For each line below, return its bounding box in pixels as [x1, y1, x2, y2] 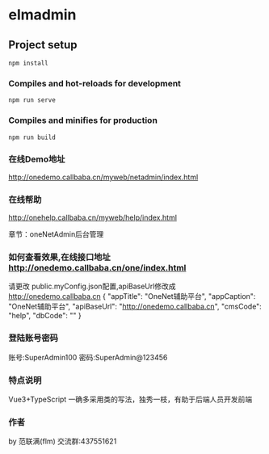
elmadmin [8, 6, 77, 24]
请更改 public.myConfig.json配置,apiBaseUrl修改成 [8, 281, 176, 292]
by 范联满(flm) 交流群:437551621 [8, 436, 117, 446]
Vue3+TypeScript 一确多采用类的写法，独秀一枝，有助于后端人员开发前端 [8, 394, 253, 405]
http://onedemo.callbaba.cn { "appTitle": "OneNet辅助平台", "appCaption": [8, 292, 256, 301]
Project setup [8, 38, 78, 52]
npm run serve [8, 96, 57, 104]
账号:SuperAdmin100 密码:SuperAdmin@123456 [8, 352, 168, 362]
